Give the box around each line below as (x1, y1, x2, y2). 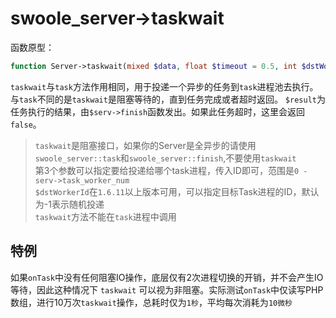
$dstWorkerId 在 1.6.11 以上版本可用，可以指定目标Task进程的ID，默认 (34, 185, 320, 197)
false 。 (10, 118, 42, 130)
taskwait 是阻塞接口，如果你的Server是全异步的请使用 (34, 139, 257, 151)
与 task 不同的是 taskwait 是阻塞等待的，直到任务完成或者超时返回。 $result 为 (10, 93, 326, 105)
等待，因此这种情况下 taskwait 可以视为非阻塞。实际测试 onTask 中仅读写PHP (10, 283, 324, 296)
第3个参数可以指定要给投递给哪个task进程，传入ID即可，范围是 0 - (34, 164, 308, 176)
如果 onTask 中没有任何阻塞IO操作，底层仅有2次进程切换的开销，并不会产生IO (10, 271, 324, 283)
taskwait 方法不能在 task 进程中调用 (34, 210, 177, 222)
